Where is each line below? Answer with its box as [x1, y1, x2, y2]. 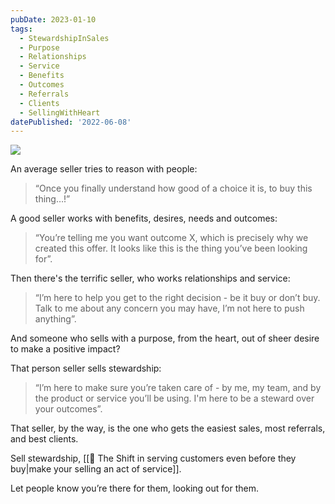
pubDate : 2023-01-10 [10, 14, 97, 25]
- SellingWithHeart [19, 107, 101, 118]
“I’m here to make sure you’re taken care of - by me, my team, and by [34, 382, 322, 394]
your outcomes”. [34, 403, 103, 415]
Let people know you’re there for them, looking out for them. [10, 482, 259, 495]
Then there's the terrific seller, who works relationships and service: [10, 272, 291, 285]
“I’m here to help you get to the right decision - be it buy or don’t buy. [34, 292, 321, 304]
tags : [10, 24, 33, 34]
